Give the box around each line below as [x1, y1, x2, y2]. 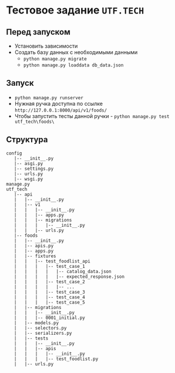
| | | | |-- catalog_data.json [14, 268, 112, 274]
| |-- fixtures [14, 253, 57, 259]
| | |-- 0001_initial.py [14, 315, 85, 321]
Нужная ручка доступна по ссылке [14, 100, 103, 107]
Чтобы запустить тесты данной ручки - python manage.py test [14, 112, 170, 119]
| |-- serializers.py [14, 330, 72, 336]
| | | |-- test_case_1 [14, 263, 85, 269]
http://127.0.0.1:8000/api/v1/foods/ [14, 107, 107, 113]
